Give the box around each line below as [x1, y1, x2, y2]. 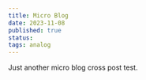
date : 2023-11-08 [8, 19, 66, 27]
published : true [8, 26, 62, 34]
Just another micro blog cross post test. [8, 63, 138, 72]
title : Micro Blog [8, 11, 69, 20]
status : [8, 33, 34, 42]
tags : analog [8, 41, 51, 49]
